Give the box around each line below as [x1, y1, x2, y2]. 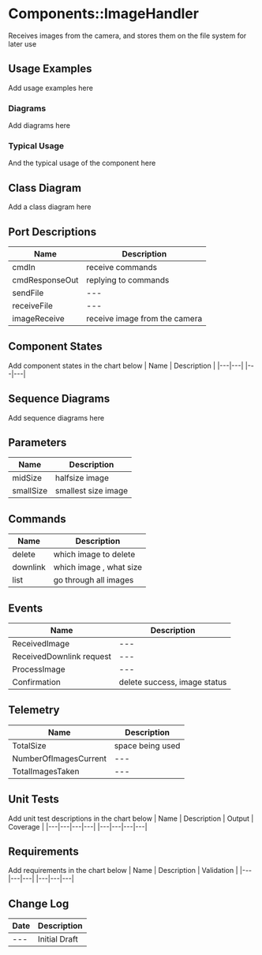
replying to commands [86, 274, 170, 285]
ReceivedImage [12, 639, 69, 650]
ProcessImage [12, 664, 65, 675]
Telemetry [8, 703, 60, 717]
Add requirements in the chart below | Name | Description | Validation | [8, 866, 238, 875]
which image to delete [53, 549, 136, 560]
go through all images [53, 575, 134, 586]
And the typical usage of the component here [8, 159, 156, 168]
